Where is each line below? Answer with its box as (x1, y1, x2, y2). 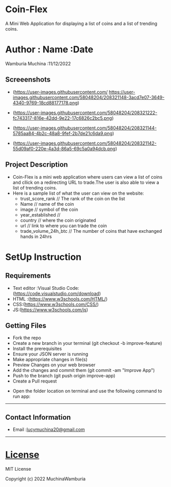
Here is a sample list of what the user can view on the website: (12, 190, 144, 196)
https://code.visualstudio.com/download (14, 290, 99, 296)
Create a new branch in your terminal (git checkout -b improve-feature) (12, 340, 162, 346)
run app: (12, 393, 31, 399)
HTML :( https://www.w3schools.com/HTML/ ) (12, 295, 108, 302)
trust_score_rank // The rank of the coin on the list (20, 195, 126, 202)
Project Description (5, 160, 68, 169)
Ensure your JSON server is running (12, 351, 88, 357)
